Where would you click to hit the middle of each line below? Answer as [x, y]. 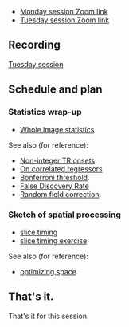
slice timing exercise [53, 240]
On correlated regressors [61, 169]
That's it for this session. [49, 316]
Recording [35, 45]
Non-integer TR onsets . [58, 160]
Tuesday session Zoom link [64, 20]
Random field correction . [61, 194]
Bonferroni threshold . [55, 177]
